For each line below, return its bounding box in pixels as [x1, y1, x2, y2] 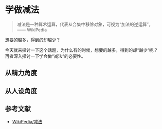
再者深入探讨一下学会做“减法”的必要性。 [5, 53, 86, 59]
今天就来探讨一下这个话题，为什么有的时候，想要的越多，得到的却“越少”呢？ [5, 47, 158, 53]
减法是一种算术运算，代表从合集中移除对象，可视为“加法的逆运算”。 [17, 21, 153, 27]
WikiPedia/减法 [12, 118, 42, 124]
